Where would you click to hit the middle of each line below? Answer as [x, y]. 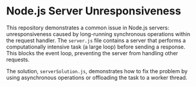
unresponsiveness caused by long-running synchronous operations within [98, 34]
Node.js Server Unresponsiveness [94, 11]
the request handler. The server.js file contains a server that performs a [96, 40]
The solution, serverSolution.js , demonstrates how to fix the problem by [97, 71]
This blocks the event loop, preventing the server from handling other [92, 53]
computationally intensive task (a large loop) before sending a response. [96, 47]
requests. [18, 59]
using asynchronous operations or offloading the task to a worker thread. [97, 77]
